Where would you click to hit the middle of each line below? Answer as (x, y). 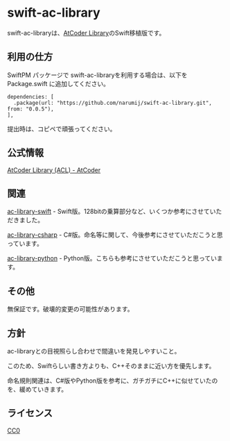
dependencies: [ (30, 97)
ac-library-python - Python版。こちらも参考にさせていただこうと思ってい (112, 258)
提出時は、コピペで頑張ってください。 (62, 128)
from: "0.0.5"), (30, 109)
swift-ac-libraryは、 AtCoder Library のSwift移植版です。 (86, 33)
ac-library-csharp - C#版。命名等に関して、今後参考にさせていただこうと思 (115, 235)
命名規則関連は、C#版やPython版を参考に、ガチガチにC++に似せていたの (113, 381)
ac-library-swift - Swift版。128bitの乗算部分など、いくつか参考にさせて (108, 211)
